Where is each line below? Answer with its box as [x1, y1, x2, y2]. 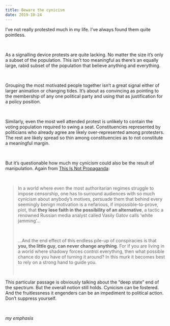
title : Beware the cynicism [5, 7, 65, 13]
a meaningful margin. [5, 140, 50, 146]
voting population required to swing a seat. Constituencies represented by [5, 124, 161, 130]
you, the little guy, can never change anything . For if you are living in [17, 243, 164, 249]
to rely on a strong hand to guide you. [17, 259, 97, 265]
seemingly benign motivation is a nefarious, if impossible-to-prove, [17, 201, 159, 207]
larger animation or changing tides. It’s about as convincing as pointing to [5, 87, 159, 94]
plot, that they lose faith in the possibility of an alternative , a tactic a [17, 206, 164, 213]
